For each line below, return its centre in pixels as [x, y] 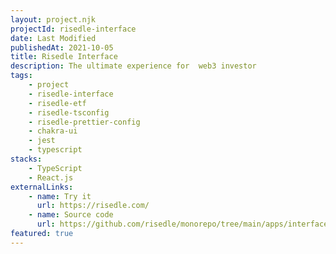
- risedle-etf [57, 103]
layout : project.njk [53, 19]
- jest [42, 141]
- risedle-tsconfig [69, 112]
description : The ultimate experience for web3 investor [133, 66]
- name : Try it [60, 196]
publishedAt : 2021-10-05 [62, 47]
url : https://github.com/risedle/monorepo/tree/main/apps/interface [182, 224]
